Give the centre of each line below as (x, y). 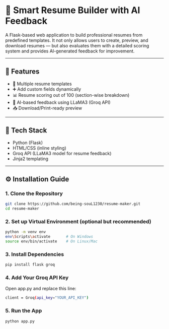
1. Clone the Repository (34, 193)
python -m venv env (26, 232)
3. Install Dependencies (35, 254)
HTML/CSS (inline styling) (39, 148)
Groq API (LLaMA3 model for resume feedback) (62, 153)
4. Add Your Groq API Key (37, 278)
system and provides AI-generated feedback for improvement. (70, 51)
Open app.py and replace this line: (41, 289)
